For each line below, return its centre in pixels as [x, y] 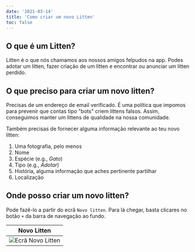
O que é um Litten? [41, 46]
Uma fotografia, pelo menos [48, 146]
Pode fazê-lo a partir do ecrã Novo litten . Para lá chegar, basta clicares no [97, 210]
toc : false [19, 22]
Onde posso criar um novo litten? [68, 196]
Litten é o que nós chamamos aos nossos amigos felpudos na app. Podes [95, 60]
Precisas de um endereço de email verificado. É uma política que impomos [96, 105]
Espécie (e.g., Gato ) [39, 159]
